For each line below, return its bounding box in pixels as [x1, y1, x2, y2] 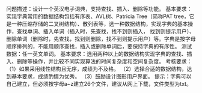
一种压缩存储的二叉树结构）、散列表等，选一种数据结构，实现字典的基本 [11, 20, 188, 27]
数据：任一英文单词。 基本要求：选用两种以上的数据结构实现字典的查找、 [6, 50, 187, 57]
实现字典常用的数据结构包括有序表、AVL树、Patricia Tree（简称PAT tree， [6, 13, 189, 20]
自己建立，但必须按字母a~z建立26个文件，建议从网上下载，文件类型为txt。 [6, 80, 192, 87]
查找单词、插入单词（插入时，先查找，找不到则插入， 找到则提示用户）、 [16, 28, 195, 35]
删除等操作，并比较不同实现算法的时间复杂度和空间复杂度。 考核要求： [16, 58, 192, 65]
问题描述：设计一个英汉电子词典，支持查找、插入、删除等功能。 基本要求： [6, 5, 192, 12]
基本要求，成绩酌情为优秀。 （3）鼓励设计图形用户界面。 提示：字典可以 [11, 73, 192, 80]
